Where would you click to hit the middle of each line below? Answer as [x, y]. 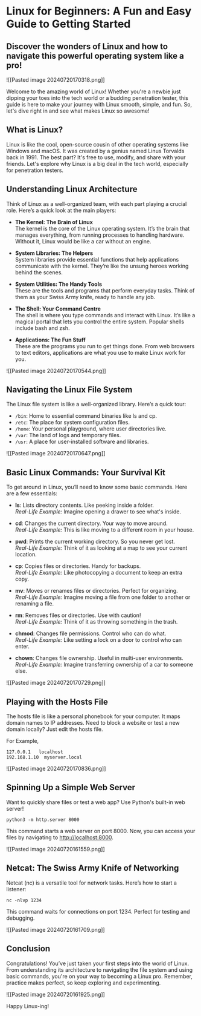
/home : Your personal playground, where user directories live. [91, 429]
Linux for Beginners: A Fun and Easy [99, 11]
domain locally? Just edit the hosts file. [55, 729]
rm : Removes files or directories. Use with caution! [78, 615]
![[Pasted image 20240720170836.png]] [56, 769]
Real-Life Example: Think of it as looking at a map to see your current [101, 548]
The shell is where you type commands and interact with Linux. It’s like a [105, 315]
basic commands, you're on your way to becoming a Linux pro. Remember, [100, 976]
